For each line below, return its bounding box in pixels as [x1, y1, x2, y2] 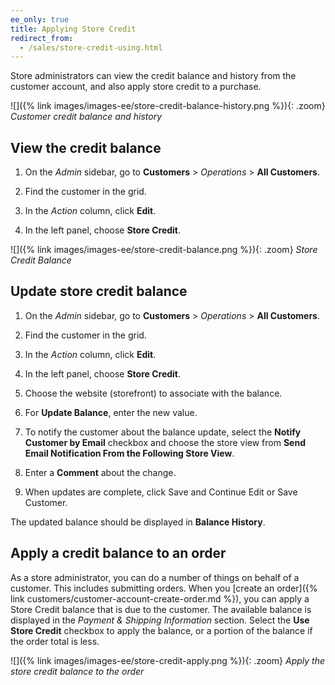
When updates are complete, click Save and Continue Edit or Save [24, 486, 298, 498]
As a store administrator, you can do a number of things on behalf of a [10, 571, 300, 583]
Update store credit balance [10, 283, 188, 300]
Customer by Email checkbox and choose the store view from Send [24, 436, 306, 448]
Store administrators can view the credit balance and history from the [10, 70, 297, 82]
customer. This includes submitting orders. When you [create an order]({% [10, 582, 318, 594]
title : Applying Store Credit [10, 24, 137, 34]
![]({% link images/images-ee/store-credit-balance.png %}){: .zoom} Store [10, 244, 318, 256]
